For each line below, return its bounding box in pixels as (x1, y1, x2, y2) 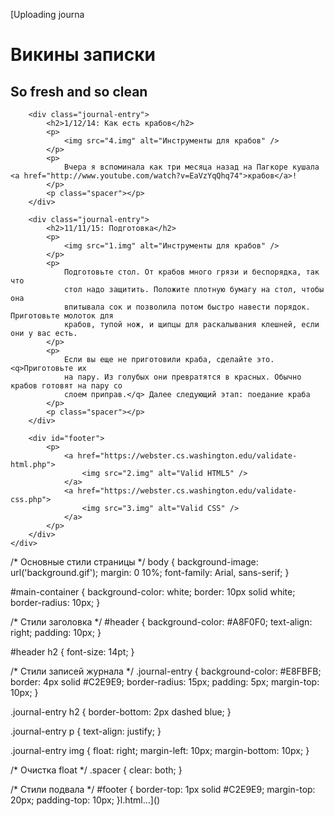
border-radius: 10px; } (10, 597, 101, 608)
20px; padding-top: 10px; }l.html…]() (10, 794, 161, 806)
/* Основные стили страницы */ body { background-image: (10, 556, 259, 568)
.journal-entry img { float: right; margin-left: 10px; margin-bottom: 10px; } (10, 745, 310, 756)
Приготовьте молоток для (10, 311, 114, 321)
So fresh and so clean (10, 83, 148, 100)
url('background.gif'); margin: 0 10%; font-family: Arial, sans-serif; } (10, 567, 290, 578)
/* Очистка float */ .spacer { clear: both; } (10, 764, 183, 776)
